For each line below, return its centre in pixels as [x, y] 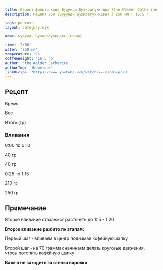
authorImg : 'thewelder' [29, 68]
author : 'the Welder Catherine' [38, 63]
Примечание [25, 208]
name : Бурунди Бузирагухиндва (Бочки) [44, 36]
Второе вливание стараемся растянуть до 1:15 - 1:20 [59, 220]
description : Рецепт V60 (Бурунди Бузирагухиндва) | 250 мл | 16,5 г [77, 14]
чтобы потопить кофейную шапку [40, 253]
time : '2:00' [18, 45]
